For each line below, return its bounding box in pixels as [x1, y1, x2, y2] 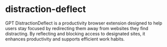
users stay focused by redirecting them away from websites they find [5, 25, 149, 31]
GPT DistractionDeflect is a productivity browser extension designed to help [5, 20, 162, 26]
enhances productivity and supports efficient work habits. [5, 36, 125, 42]
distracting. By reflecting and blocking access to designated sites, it [5, 30, 145, 36]
